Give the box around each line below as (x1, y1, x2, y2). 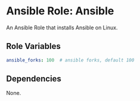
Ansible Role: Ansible (6, 4, 114, 18)
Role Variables (6, 41, 61, 51)
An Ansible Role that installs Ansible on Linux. (6, 24, 118, 31)
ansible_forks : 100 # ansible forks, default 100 (6, 57, 135, 63)
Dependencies (6, 74, 61, 84)
